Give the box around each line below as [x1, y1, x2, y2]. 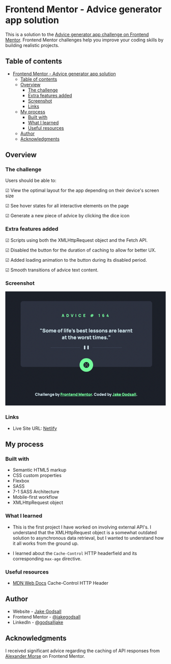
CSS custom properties [12, 472, 62, 478]
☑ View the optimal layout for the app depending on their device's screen [5, 188, 159, 194]
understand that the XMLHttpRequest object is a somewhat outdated [12, 529, 157, 535]
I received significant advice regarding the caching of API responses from [5, 648, 160, 654]
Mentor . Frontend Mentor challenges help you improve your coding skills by [5, 37, 164, 43]
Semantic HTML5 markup [12, 467, 67, 473]
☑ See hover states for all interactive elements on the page [5, 203, 129, 209]
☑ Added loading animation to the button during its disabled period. [5, 257, 147, 263]
